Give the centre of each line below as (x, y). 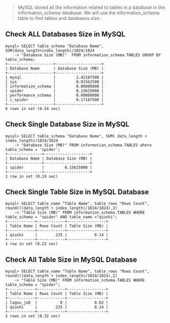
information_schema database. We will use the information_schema (89, 13)
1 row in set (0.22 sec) (32, 244)
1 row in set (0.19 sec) (32, 176)
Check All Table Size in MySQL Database (71, 259)
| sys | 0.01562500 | (54, 82)
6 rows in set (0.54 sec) (33, 109)
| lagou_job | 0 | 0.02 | (57, 303)
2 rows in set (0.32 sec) (33, 316)
